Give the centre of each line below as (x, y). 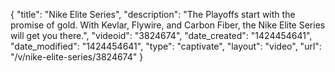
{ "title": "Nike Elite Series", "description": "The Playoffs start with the (153, 14)
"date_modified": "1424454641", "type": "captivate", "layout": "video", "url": (166, 46)
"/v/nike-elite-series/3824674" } (77, 57)
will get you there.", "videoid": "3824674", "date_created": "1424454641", (161, 35)
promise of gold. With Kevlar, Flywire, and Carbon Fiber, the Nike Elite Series (168, 25)
